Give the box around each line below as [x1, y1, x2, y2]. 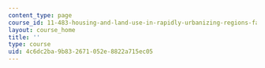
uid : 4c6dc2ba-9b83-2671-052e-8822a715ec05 [8, 48, 154, 55]
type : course [8, 41, 51, 48]
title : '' [8, 33, 41, 41]
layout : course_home [8, 26, 77, 34]
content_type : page [8, 11, 73, 20]
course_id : [8, 19, 44, 27]
